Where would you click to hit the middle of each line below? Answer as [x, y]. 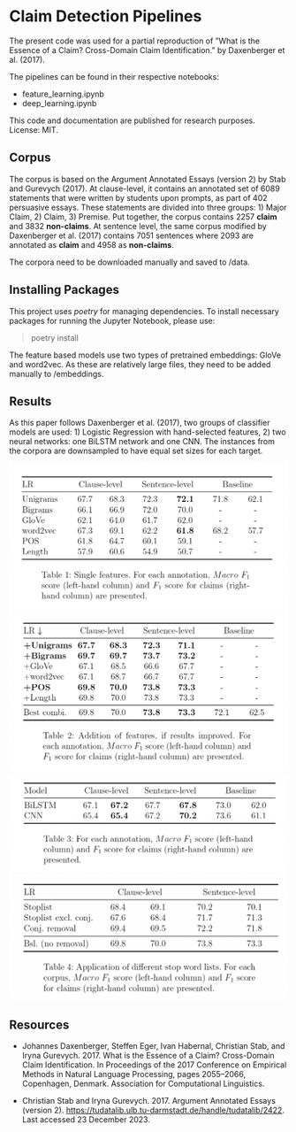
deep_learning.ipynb [59, 103]
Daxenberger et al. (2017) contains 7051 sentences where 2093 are [132, 235]
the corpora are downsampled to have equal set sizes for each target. [136, 451]
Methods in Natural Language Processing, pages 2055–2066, [133, 1074]
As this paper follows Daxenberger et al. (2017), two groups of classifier [140, 423]
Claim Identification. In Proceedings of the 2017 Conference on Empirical [154, 1065]
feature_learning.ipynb [63, 94]
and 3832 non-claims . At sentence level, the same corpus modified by [138, 226]
